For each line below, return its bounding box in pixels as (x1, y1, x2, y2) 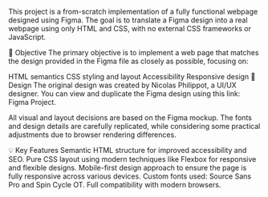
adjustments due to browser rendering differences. (8, 130, 177, 139)
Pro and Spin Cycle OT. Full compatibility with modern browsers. (8, 180, 221, 189)
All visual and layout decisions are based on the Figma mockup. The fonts (8, 113, 253, 123)
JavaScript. (8, 32, 47, 42)
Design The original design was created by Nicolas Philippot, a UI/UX (8, 80, 237, 90)
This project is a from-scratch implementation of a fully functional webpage (8, 7, 258, 16)
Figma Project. (8, 98, 56, 107)
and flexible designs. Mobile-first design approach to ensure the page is (8, 163, 247, 172)
